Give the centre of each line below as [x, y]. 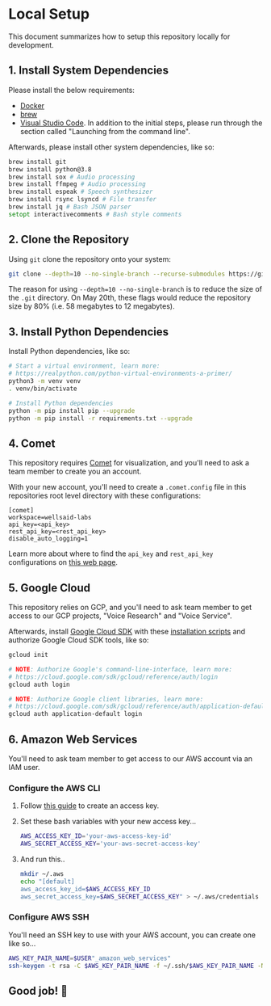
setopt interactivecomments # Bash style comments [95, 214]
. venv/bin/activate [43, 389]
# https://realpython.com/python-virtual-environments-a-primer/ [120, 374]
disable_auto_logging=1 [48, 539]
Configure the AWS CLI [54, 788]
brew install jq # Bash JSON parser [70, 207]
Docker [32, 105]
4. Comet [32, 443]
